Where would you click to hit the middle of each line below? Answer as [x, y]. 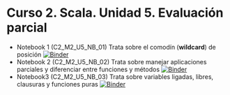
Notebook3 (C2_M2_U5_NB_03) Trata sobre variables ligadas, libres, [115, 76]
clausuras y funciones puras [57, 84]
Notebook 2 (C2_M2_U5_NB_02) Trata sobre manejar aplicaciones [112, 61]
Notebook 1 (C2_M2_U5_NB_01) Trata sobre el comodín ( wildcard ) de [116, 47]
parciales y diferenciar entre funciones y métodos [88, 69]
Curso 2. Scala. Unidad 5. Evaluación [115, 13]
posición [29, 54]
